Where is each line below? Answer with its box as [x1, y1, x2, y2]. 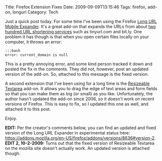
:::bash [5, 48, 21, 53]
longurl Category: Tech [12, 9, 59, 15]
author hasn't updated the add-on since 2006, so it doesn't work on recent [5, 96, 154, 102]
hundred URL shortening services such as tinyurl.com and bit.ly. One [5, 29, 142, 34]
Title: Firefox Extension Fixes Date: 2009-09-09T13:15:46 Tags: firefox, [5, 4, 147, 10]
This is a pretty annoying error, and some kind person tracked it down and [5, 61, 152, 67]
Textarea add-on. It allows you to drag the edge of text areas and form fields [5, 86, 158, 91]
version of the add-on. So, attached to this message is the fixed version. [5, 71, 149, 77]
